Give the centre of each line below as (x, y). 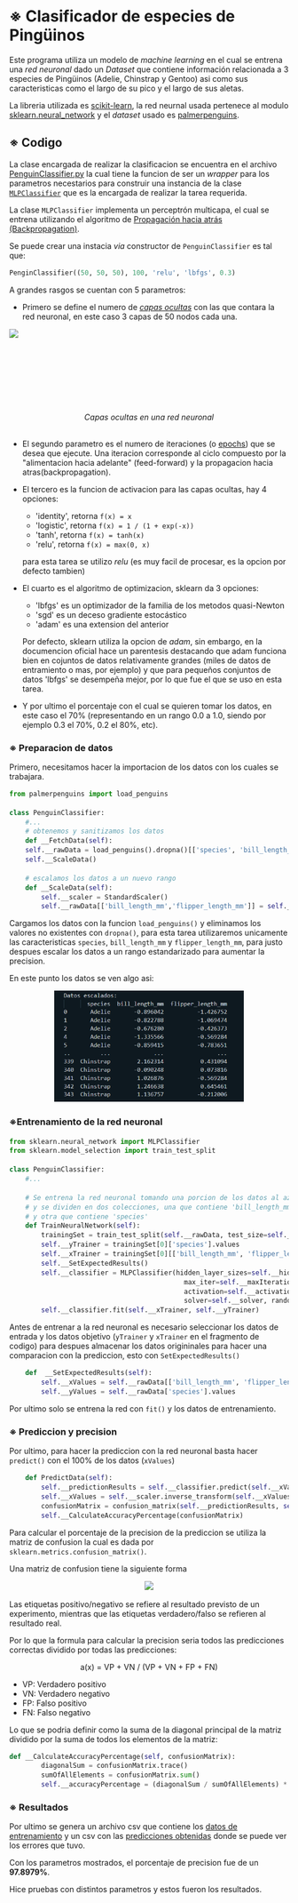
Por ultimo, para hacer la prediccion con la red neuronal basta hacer (134, 1451)
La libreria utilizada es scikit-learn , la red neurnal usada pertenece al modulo (149, 105)
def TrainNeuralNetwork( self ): (83, 1226)
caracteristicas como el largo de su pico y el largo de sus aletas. (126, 88)
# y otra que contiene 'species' (87, 1216)
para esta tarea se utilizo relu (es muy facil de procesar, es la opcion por (154, 561)
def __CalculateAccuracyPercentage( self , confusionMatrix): (123, 1756)
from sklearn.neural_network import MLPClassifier (105, 1141)
